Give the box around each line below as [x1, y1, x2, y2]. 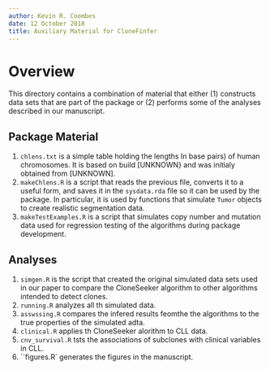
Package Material [8, 129, 99, 143]
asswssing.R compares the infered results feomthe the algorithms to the [19, 308, 259, 318]
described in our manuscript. [8, 107, 105, 116]
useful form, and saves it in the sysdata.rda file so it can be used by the [19, 186, 260, 196]
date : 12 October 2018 [8, 20, 85, 28]
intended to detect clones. [19, 291, 108, 301]
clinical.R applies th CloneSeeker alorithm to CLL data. [19, 326, 208, 336]
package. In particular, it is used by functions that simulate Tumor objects [19, 194, 262, 204]
